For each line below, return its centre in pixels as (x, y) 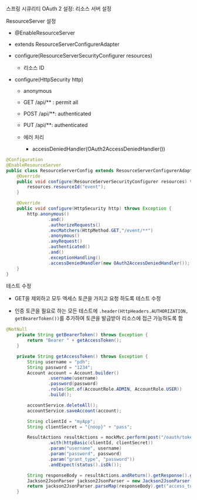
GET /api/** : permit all (51, 102)
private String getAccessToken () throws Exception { (82, 356)
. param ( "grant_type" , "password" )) (91, 459)
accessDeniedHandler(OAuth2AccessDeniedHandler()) (98, 149)
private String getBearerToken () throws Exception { (82, 335)
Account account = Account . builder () (73, 373)
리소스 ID (34, 68)
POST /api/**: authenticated (57, 114)
